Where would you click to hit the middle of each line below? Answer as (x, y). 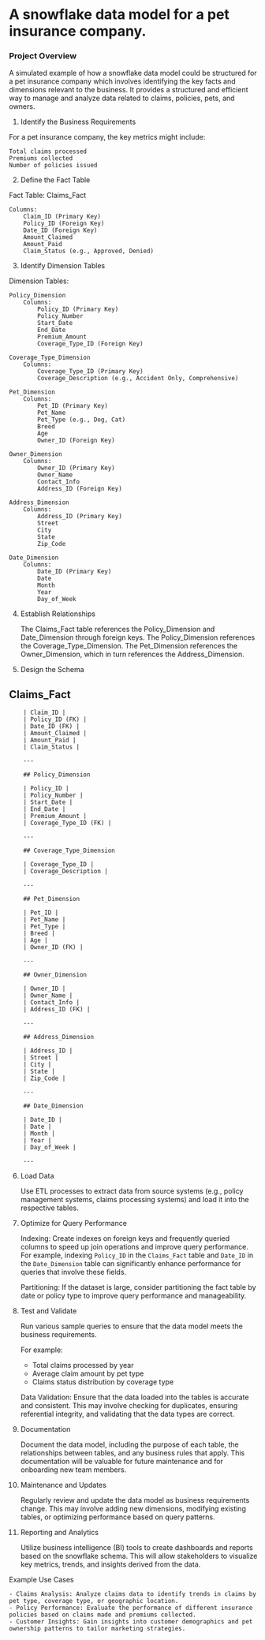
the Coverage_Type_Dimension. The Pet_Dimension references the (129, 646)
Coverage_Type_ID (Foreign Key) (91, 344)
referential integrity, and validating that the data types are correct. (127, 1414)
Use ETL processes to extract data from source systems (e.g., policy (132, 1191)
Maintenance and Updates (63, 1485)
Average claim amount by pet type (88, 1373)
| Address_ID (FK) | (57, 1010)
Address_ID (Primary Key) (80, 517)
